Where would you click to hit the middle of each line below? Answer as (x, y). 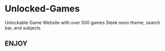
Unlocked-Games (42, 9)
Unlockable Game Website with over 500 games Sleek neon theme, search (82, 22)
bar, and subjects (23, 27)
